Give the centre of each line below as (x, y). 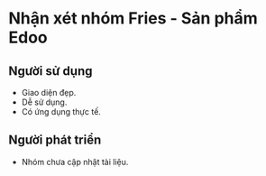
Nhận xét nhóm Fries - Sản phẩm (133, 19)
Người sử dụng (50, 71)
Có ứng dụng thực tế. (61, 111)
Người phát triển (55, 140)
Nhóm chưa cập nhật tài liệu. (75, 162)
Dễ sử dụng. (44, 102)
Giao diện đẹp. (49, 93)
